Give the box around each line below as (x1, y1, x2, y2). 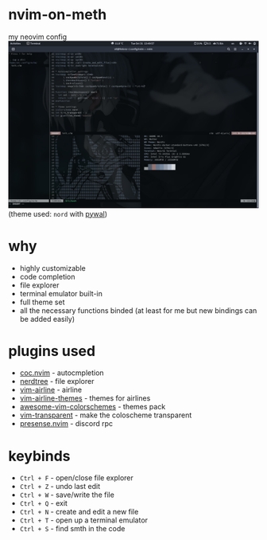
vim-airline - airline (19, 385, 82, 395)
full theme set (19, 297, 65, 307)
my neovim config (8, 32, 68, 41)
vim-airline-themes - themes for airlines (19, 393, 151, 403)
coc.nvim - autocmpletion (19, 368, 105, 378)
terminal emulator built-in (19, 288, 103, 298)
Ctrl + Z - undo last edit (19, 482, 101, 491)
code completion (19, 272, 75, 281)
